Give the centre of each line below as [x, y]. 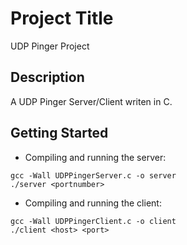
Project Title [62, 18]
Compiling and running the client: [93, 203]
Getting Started [59, 133]
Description [47, 77]
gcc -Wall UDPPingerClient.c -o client [93, 221]
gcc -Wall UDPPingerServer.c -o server [93, 175]
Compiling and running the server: [95, 157]
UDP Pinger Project [50, 46]
